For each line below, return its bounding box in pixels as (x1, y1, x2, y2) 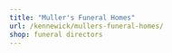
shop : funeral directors (9, 30, 103, 39)
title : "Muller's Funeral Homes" (9, 13, 136, 22)
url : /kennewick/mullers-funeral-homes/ (9, 22, 165, 31)
